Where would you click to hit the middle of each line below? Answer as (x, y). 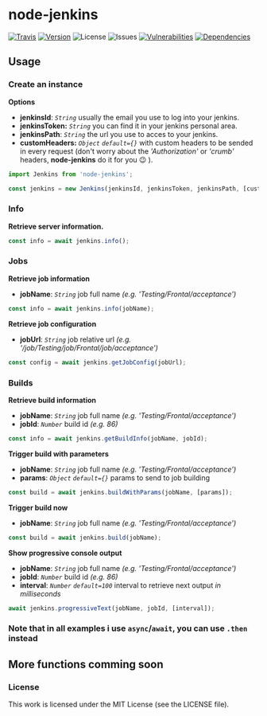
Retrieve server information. (56, 226)
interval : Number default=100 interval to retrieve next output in (120, 585)
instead (23, 639)
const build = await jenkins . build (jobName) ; (85, 538)
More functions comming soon (86, 664)
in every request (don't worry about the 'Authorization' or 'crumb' (127, 151)
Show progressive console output (65, 553)
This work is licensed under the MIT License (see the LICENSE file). (118, 704)
